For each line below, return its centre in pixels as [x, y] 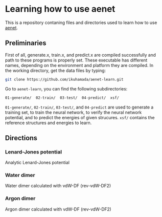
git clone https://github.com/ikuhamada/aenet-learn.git [64, 79]
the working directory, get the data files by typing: [56, 70]
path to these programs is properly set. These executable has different [76, 60]
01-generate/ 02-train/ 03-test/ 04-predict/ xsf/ [62, 98]
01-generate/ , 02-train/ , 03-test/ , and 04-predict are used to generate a [79, 107]
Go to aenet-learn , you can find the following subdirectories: [66, 88]
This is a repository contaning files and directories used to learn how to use [81, 22]
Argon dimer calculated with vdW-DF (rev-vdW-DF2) [58, 209]
